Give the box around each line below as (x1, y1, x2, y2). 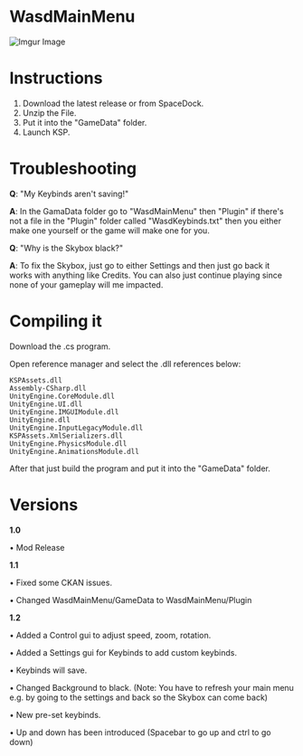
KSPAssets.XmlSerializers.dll (9, 431, 124, 440)
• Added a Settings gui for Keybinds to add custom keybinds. (9, 647, 238, 657)
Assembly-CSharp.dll (9, 383, 88, 392)
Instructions (9, 68, 103, 89)
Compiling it (9, 311, 102, 331)
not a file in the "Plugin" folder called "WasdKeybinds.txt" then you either (9, 215, 282, 226)
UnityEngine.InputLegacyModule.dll (9, 423, 144, 432)
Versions (9, 495, 79, 515)
